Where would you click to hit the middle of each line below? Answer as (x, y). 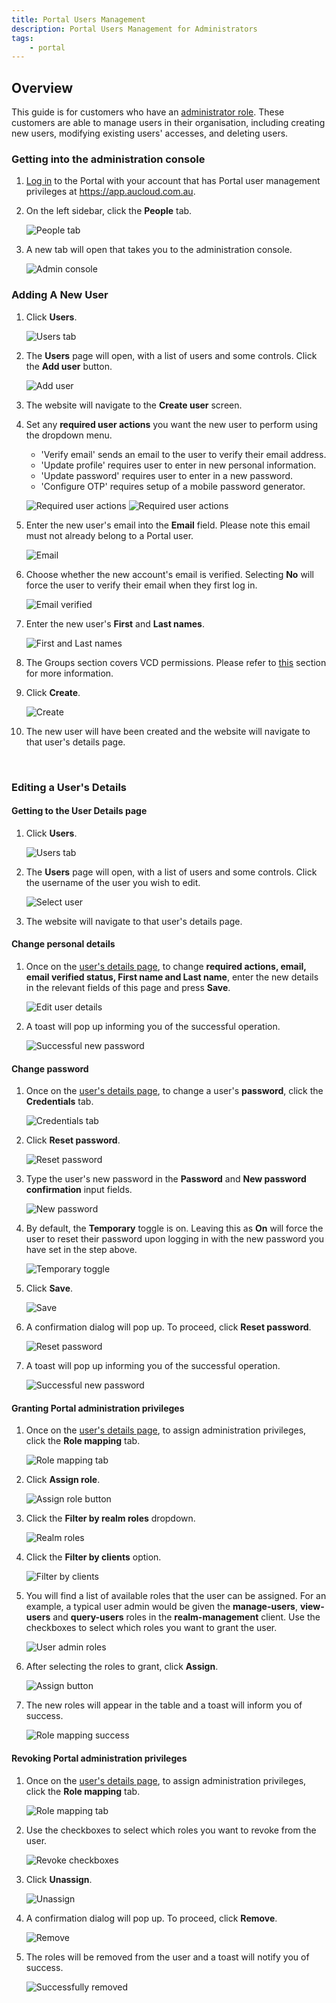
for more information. (69, 673)
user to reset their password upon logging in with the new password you (175, 1239)
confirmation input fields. (79, 1190)
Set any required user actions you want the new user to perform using (172, 424)
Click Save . (49, 1288)
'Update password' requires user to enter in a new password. (167, 475)
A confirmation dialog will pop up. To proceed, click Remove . (151, 1918)
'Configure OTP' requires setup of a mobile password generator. (173, 486)
